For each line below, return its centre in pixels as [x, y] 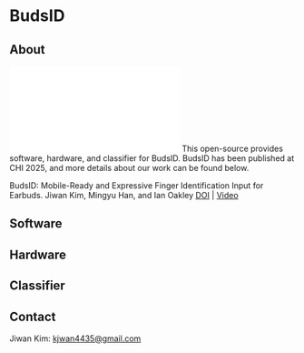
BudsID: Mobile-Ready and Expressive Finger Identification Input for [137, 186]
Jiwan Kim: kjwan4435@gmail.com [75, 338]
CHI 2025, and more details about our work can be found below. [129, 168]
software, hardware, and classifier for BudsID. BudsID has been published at [152, 158]
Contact [33, 316]
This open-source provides [232, 148]
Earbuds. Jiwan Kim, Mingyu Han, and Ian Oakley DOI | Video [124, 195]
